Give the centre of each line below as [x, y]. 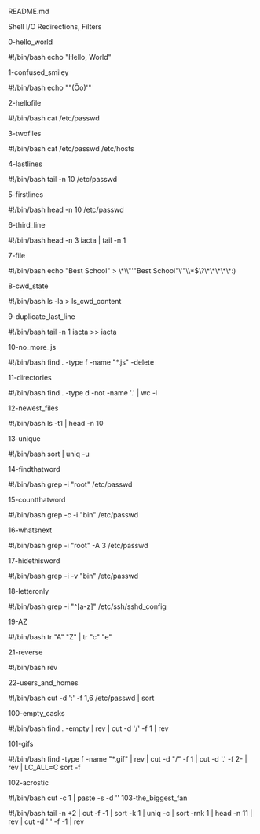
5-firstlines [26, 195]
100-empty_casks [37, 713]
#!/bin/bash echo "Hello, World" [60, 57]
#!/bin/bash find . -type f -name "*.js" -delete [81, 362]
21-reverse [26, 652]
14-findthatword [34, 469]
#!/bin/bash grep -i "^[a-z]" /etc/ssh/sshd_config [87, 606]
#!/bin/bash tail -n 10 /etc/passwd [63, 179]
